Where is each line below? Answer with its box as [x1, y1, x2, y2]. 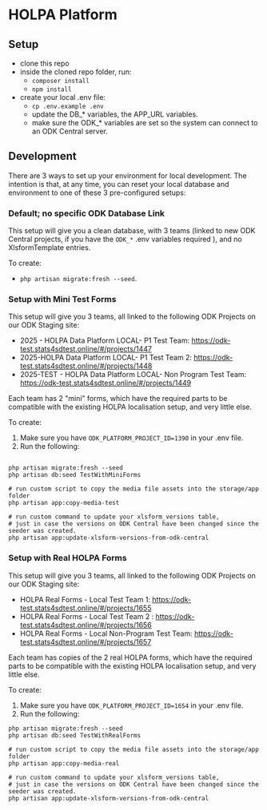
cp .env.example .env [31, 102, 104, 110]
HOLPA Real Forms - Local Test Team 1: [19, 594, 150, 604]
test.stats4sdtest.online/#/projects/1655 [19, 603, 152, 613]
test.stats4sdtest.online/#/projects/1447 [19, 344, 152, 354]
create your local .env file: [19, 93, 106, 101]
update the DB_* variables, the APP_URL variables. [31, 109, 198, 119]
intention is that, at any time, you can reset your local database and [8, 179, 229, 189]
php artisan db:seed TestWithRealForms [8, 731, 141, 740]
